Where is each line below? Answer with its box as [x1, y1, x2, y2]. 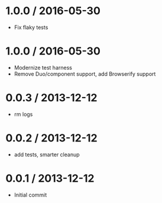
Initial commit [14, 191, 47, 198]
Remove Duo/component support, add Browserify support [14, 70, 156, 78]
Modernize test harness [14, 64, 72, 71]
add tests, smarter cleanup [14, 151, 80, 158]
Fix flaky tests [14, 24, 48, 31]
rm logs [14, 111, 33, 118]
